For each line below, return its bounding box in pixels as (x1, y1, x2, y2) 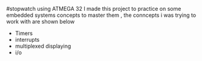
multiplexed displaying (15, 42, 71, 50)
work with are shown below (6, 18, 75, 25)
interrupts (15, 36, 40, 43)
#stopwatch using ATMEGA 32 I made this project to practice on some (6, 5, 181, 12)
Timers (15, 30, 33, 37)
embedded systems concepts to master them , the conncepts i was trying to (6, 11, 197, 19)
